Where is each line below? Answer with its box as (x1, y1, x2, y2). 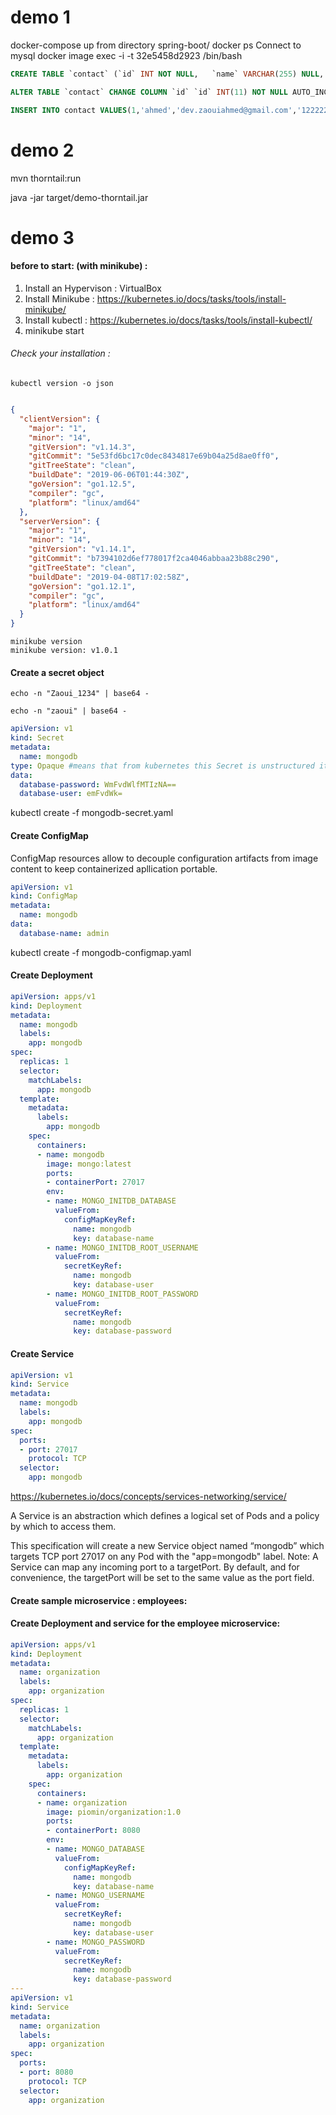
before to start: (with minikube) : (10, 260, 148, 272)
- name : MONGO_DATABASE (46, 1844, 145, 1855)
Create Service (10, 1347, 75, 1360)
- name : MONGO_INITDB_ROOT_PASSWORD (46, 1289, 199, 1299)
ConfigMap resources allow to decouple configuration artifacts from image (10, 852, 319, 864)
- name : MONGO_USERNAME (46, 1891, 145, 1901)
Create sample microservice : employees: (10, 1594, 188, 1606)
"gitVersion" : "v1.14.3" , (28, 442, 137, 452)
